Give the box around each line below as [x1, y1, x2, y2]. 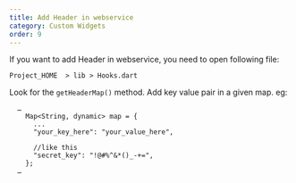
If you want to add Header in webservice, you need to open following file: [9, 54, 280, 65]
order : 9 [9, 29, 42, 38]
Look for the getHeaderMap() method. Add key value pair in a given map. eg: [9, 87, 288, 98]
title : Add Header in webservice [9, 12, 134, 22]
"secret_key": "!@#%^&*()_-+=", [32, 151, 154, 161]
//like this [32, 144, 78, 153]
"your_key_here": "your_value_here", [32, 128, 174, 137]
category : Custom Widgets [9, 21, 106, 30]
